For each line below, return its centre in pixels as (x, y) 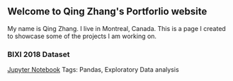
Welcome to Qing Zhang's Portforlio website (107, 12)
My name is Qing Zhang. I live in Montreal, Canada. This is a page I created (117, 28)
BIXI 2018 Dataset (39, 54)
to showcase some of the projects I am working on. (82, 36)
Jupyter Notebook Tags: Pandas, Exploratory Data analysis (93, 70)
